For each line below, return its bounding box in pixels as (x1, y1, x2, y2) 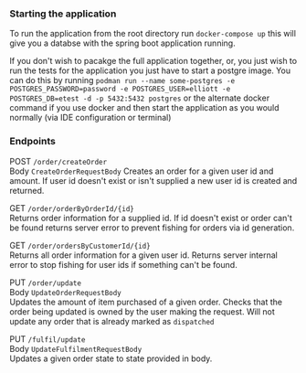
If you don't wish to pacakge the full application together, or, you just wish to (9, 56, 298, 67)
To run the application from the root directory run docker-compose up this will (9, 28, 297, 39)
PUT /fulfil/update (9, 333, 86, 345)
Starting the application (9, 7, 117, 20)
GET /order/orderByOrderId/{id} (9, 202, 134, 213)
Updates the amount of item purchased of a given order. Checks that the (9, 296, 283, 307)
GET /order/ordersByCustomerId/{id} (9, 240, 151, 250)
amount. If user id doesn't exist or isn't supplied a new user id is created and (9, 175, 298, 186)
